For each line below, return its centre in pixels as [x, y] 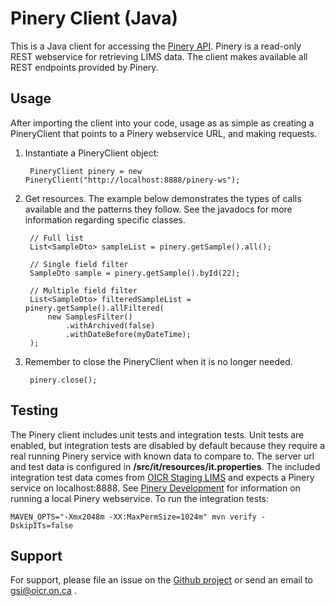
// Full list [56, 238]
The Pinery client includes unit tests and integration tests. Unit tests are [157, 434]
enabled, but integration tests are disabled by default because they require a [168, 445]
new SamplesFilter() [90, 317]
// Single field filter [79, 264]
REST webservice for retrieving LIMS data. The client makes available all [159, 56]
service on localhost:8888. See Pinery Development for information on [155, 488]
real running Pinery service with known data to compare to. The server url [162, 456]
